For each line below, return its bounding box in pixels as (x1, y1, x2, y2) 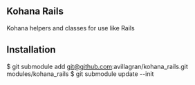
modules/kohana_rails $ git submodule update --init (6, 69, 154, 78)
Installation (6, 44, 56, 56)
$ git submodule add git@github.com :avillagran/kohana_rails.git (6, 62, 188, 70)
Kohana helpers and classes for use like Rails (6, 23, 136, 32)
